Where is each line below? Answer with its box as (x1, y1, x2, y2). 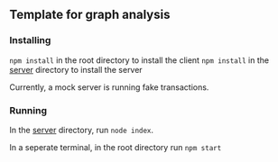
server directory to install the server (9, 64, 143, 75)
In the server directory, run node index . (9, 124, 154, 135)
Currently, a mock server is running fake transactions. (9, 81, 209, 93)
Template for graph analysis (9, 7, 171, 22)
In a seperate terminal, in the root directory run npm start (9, 141, 222, 152)
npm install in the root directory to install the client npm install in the (9, 54, 269, 66)
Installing (9, 34, 51, 47)
